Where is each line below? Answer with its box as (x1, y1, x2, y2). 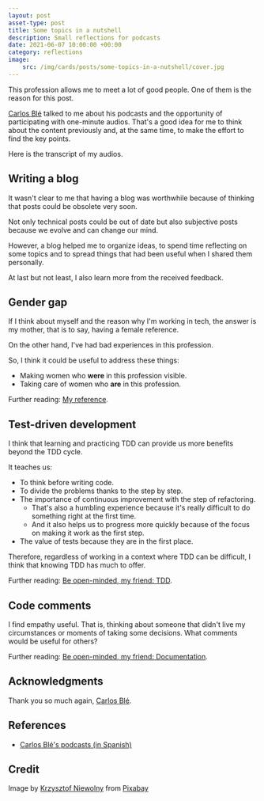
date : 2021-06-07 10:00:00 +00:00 (8, 41, 123, 49)
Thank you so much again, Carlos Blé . (8, 696, 132, 705)
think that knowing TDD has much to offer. (8, 560, 146, 570)
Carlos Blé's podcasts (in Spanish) (19, 739, 132, 749)
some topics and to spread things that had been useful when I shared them (8, 249, 253, 258)
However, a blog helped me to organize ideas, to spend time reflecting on (8, 241, 247, 250)
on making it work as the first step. (31, 528, 145, 538)
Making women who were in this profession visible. (19, 371, 187, 381)
